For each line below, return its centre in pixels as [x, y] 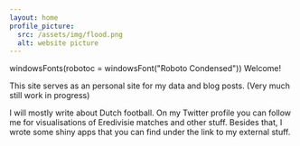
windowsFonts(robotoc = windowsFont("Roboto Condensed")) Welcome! [145, 68]
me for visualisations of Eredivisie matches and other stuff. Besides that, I [146, 123]
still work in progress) [50, 96]
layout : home [34, 18]
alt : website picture [58, 43]
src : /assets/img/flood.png [70, 34]
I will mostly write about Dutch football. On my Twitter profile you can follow [150, 113]
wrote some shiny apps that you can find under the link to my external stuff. [150, 132]
